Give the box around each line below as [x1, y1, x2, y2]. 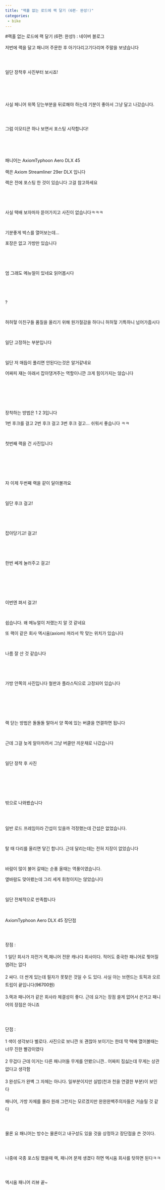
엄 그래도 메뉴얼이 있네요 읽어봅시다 [5, 270, 74, 276]
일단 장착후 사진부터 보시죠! [5, 69, 58, 75]
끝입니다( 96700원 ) [18, 981, 55, 987]
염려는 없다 [5, 962, 27, 968]
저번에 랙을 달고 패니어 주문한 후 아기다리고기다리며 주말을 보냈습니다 [5, 45, 139, 51]
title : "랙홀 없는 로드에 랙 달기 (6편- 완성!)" [5, 8, 94, 13]
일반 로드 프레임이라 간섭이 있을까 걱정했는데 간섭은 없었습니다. [5, 825, 127, 831]
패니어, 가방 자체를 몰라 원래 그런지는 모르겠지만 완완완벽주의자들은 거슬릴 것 [5, 1098, 154, 1104]
